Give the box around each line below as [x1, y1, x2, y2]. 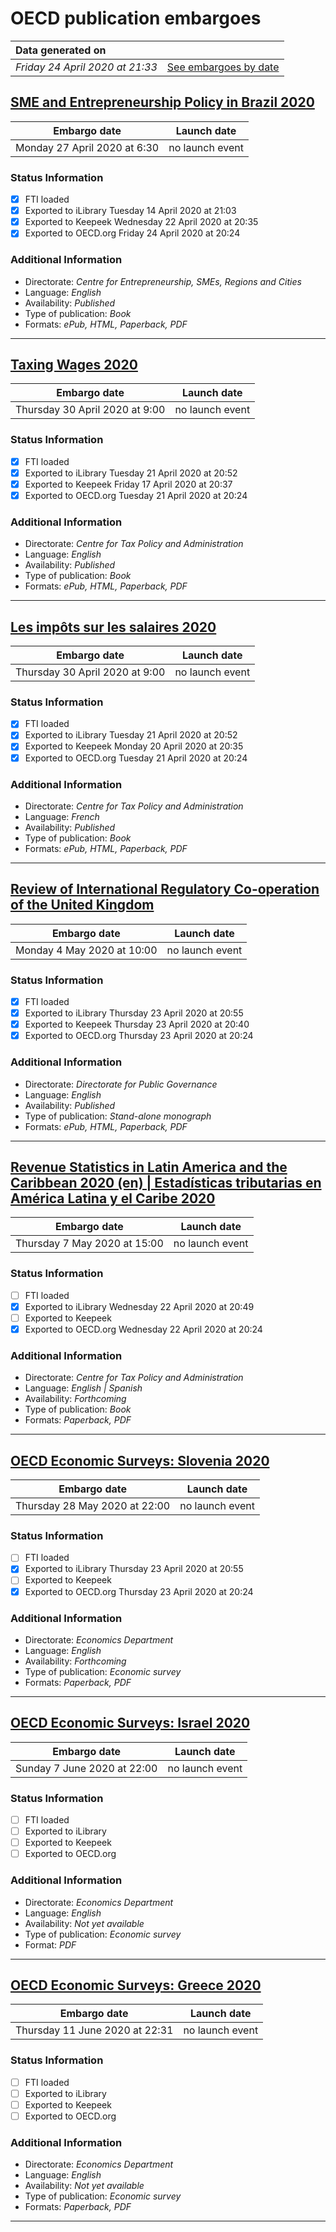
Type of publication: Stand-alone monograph [24, 1110, 212, 1122]
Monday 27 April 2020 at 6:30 [15, 140, 160, 154]
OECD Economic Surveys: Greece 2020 [10, 1977, 262, 1994]
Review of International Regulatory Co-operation [10, 881, 320, 898]
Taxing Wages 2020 [10, 356, 138, 373]
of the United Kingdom [10, 897, 155, 914]
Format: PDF [24, 1938, 77, 1951]
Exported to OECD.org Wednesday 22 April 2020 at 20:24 [24, 1323, 263, 1335]
